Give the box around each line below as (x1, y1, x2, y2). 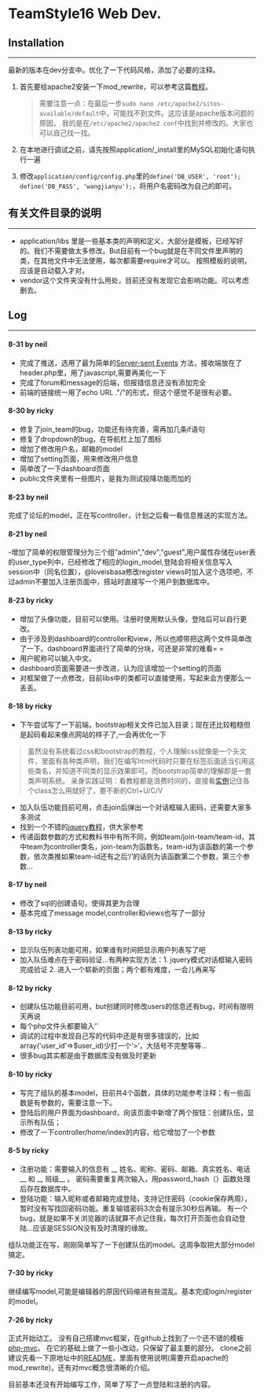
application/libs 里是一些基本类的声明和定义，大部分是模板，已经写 (19, 236, 236, 245)
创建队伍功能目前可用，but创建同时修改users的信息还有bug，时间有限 (19, 1002, 247, 1011)
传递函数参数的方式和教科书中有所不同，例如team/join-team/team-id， (19, 831, 249, 842)
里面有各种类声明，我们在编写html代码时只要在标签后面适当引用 (41, 756, 249, 765)
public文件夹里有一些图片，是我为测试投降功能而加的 (19, 473, 191, 484)
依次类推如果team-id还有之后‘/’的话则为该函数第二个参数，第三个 (33, 851, 244, 861)
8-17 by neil (8, 880, 47, 890)
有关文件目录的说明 (8, 206, 101, 220)
